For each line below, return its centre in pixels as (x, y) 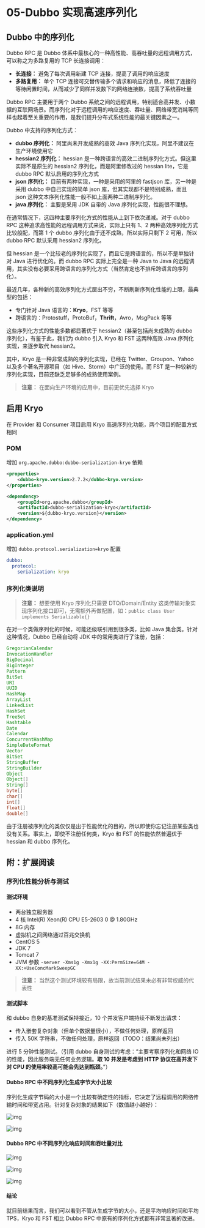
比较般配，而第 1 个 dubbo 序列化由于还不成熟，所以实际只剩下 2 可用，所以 (102, 233)
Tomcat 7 (27, 955)
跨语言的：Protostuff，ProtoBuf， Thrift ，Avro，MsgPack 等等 (93, 318)
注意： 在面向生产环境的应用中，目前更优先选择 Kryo (88, 387)
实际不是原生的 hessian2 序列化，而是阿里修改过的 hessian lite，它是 (102, 166)
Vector (15, 751)
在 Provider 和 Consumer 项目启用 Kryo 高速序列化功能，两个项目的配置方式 (102, 424)
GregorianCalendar (30, 649)
